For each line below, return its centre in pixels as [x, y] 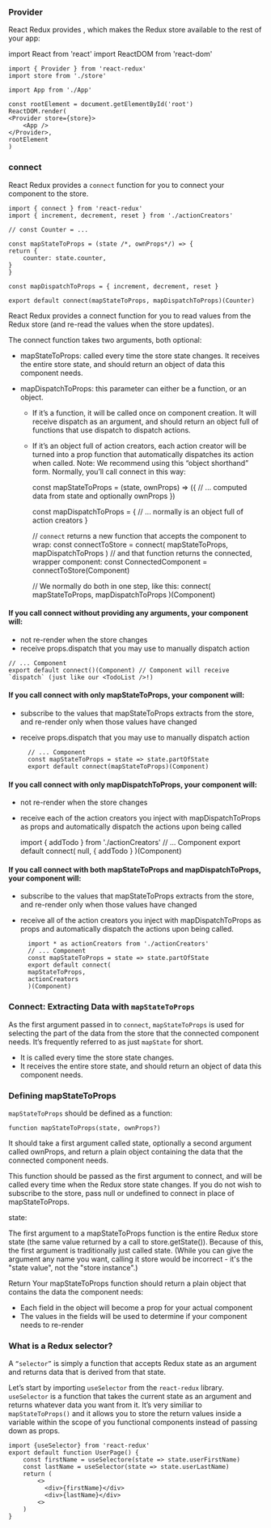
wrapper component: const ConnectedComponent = [120, 561]
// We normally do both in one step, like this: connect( [121, 586]
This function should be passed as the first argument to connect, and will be [135, 1176]
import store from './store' [57, 76]
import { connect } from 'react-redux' [76, 208]
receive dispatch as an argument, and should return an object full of [145, 421]
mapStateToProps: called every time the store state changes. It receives [140, 356]
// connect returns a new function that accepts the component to [139, 536]
